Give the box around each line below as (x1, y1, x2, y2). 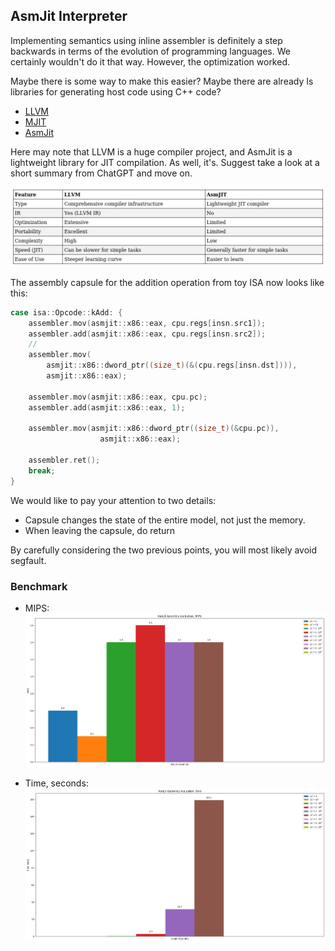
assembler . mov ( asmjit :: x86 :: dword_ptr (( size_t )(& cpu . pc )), (28, 424, 280, 434)
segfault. (10, 554, 47, 566)
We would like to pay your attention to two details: (10, 494, 217, 506)
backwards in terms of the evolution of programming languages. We (10, 45, 291, 57)
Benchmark (10, 579, 68, 593)
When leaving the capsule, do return (24, 524, 176, 536)
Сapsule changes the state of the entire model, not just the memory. (24, 514, 306, 526)
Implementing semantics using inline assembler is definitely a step (10, 34, 283, 46)
